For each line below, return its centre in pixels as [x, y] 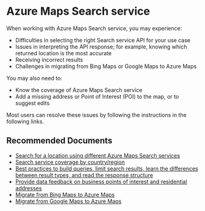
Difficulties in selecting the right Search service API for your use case [103, 40]
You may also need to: [34, 78]
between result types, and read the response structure [84, 175]
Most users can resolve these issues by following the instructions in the [96, 115]
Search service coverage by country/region [70, 162]
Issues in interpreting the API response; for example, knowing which [101, 47]
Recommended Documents [59, 141]
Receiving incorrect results [49, 59]
